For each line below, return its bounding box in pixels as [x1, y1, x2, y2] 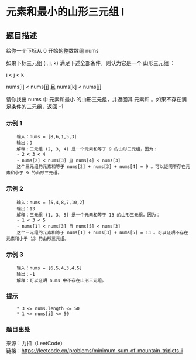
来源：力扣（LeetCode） [6, 340, 66, 347]
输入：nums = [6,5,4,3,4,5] [16, 265, 82, 271]
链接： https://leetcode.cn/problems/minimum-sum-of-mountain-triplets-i [6, 347, 183, 354]
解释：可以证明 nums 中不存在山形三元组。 [16, 277, 106, 283]
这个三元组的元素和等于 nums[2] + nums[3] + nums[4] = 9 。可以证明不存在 [16, 164, 186, 170]
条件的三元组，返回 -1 [11, 103, 64, 110]
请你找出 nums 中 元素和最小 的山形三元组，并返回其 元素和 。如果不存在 [6, 96, 182, 102]
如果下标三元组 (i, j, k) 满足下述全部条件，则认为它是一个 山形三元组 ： [6, 60, 176, 66]
